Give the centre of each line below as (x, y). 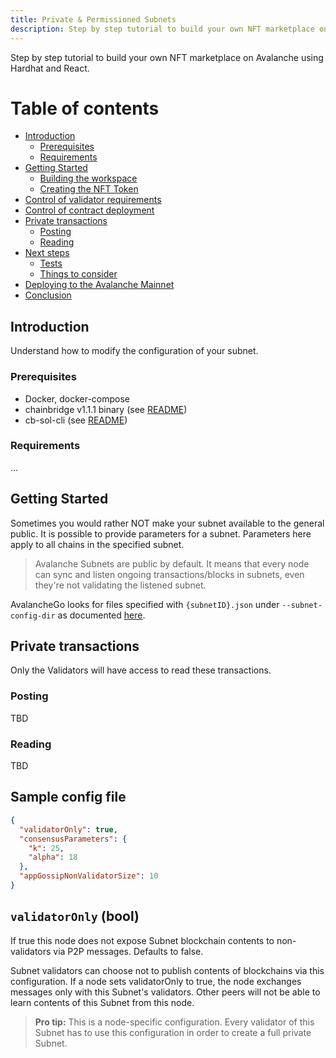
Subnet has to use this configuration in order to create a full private (173, 1032)
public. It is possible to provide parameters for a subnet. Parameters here (161, 533)
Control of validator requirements (93, 200)
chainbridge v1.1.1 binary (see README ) (106, 409)
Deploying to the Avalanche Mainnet (99, 285)
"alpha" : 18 (53, 857)
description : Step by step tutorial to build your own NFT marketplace (162, 29)
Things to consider (78, 274)
